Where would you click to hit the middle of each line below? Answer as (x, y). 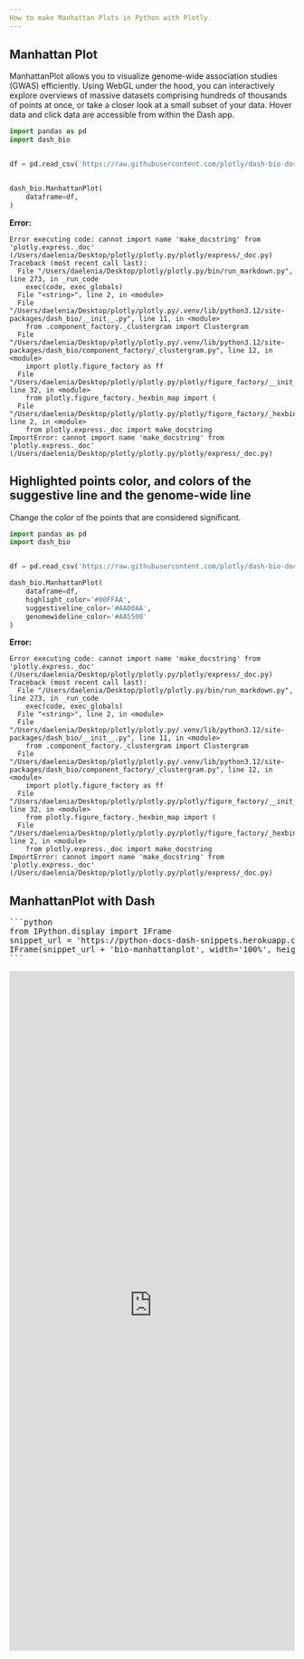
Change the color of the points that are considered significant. (125, 517)
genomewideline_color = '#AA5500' (86, 616)
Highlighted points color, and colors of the (130, 481)
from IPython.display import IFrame (90, 931)
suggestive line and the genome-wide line (130, 495)
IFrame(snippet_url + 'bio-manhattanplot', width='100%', (141, 950)
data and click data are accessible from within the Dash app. (122, 115)
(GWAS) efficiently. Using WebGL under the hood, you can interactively (142, 86)
